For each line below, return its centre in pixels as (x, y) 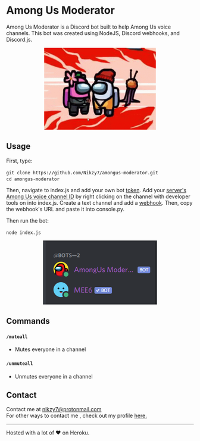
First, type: (19, 161)
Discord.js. (19, 39)
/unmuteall (20, 364)
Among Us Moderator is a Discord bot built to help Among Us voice (89, 27)
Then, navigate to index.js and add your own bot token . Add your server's (96, 190)
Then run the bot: (27, 220)
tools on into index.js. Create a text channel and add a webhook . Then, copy (99, 202)
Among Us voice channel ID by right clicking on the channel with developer (98, 196)
